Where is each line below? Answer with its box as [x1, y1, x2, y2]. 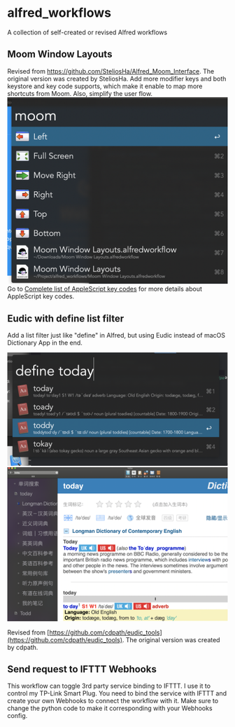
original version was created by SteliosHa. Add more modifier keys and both [7, 74, 227, 83]
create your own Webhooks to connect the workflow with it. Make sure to [7, 697, 219, 705]
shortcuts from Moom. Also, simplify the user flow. [7, 89, 152, 97]
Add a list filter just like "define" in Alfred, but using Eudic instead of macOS [7, 331, 226, 340]
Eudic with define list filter [7, 312, 124, 324]
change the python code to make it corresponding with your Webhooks [7, 704, 213, 712]
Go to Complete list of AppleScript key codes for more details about [7, 285, 203, 293]
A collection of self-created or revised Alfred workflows [7, 28, 168, 36]
